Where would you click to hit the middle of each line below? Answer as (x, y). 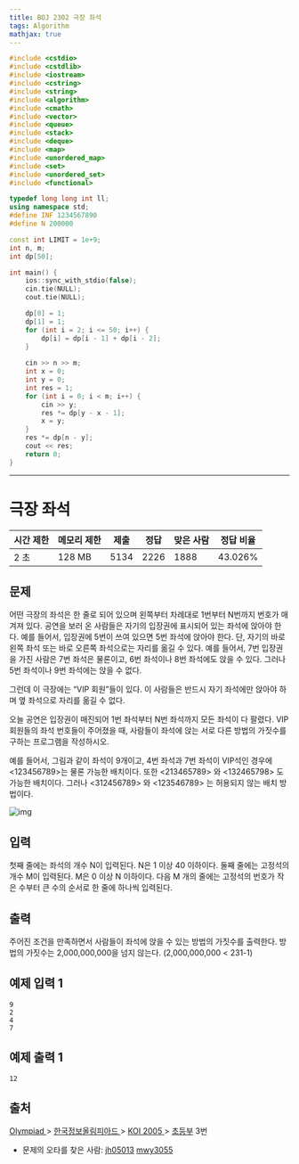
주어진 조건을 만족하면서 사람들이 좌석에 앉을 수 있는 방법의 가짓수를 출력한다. (143, 942)
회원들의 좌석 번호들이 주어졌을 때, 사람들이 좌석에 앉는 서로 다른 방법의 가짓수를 (148, 731)
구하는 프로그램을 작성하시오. (59, 742)
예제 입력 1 (36, 984)
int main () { (33, 273)
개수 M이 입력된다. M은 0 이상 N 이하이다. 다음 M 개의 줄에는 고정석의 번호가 (142, 877)
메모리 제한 (80, 540)
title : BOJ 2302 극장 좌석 (56, 17)
